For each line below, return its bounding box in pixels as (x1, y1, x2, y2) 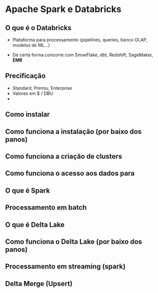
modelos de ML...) (12, 42, 50, 48)
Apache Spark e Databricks (5, 4, 121, 15)
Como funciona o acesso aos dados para (5, 169, 135, 178)
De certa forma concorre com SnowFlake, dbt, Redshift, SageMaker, (12, 52, 153, 58)
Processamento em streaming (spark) (5, 262, 126, 271)
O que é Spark (5, 186, 50, 195)
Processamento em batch (5, 203, 87, 212)
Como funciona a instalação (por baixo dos (5, 127, 142, 136)
